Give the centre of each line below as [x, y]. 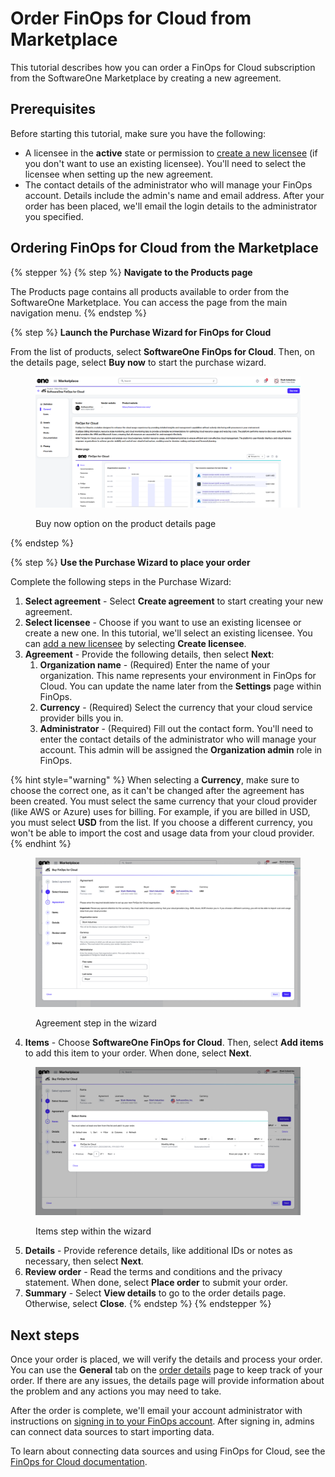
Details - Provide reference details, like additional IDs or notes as [158, 1251]
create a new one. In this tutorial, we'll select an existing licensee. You [168, 633]
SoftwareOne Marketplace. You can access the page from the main [149, 302]
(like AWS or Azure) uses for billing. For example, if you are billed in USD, [160, 812]
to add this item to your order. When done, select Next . [138, 1053]
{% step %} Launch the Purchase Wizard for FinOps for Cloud [141, 332]
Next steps [45, 1335]
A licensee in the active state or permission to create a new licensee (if [171, 153]
